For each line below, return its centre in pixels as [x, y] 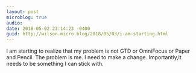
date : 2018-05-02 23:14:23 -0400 [48, 28]
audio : [14, 23]
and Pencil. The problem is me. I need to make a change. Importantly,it [94, 57]
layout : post [23, 12]
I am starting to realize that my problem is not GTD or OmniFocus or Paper [98, 51]
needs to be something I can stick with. [55, 64]
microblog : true [27, 17]
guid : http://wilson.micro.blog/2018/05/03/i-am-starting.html [87, 34]
